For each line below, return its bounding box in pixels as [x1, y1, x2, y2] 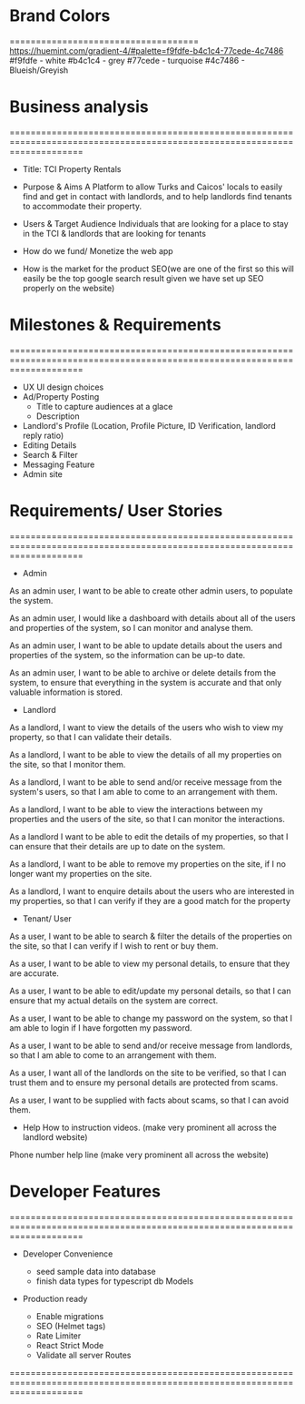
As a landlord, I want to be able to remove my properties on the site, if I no [9, 858, 286, 870]
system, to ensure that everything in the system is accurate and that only [9, 677, 282, 687]
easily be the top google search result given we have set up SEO [22, 272, 265, 283]
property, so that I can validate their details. [9, 731, 172, 742]
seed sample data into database [35, 1266, 156, 1277]
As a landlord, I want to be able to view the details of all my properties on [9, 748, 282, 760]
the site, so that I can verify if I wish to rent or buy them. [9, 940, 219, 951]
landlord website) [22, 1131, 88, 1143]
